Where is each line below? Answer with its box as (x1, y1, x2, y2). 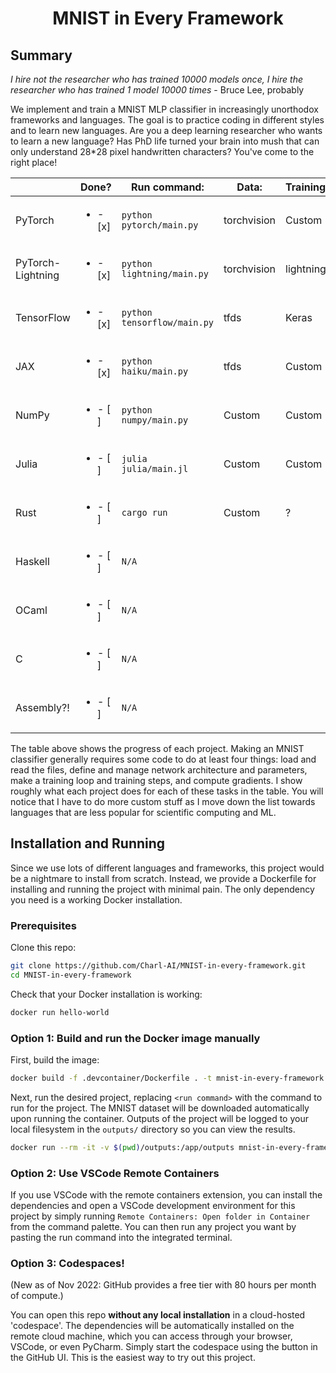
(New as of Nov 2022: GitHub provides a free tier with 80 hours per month (10, 1279, 317, 1291)
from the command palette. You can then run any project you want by (10, 1221, 297, 1233)
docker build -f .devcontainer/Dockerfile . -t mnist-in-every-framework (10, 1073, 325, 1084)
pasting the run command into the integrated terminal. (10, 1232, 233, 1244)
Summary (10, 47, 73, 64)
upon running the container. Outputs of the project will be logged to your (10, 1112, 309, 1124)
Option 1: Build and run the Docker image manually (10, 1031, 261, 1045)
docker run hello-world (10, 1007, 110, 1017)
